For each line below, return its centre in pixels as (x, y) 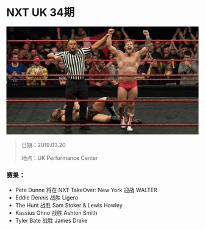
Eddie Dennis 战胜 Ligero (46, 197)
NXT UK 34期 (41, 13)
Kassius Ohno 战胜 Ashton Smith (56, 213)
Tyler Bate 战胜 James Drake (51, 220)
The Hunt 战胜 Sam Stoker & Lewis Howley (69, 205)
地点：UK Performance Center (59, 158)
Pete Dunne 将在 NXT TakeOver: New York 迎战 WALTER (86, 190)
